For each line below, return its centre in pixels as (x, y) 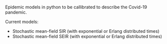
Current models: (22, 22)
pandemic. (16, 12)
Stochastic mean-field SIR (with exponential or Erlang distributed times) (86, 31)
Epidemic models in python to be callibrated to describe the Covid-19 (76, 7)
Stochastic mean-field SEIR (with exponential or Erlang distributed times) (87, 36)
